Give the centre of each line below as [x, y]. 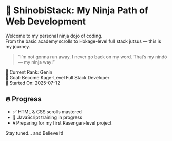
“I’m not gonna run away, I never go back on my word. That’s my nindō [92, 57]
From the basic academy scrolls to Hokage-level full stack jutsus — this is [83, 41]
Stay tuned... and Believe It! [34, 133]
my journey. [18, 46]
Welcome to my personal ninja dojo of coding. [54, 36]
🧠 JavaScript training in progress [47, 117]
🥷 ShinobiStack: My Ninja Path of [77, 11]
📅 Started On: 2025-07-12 [33, 83]
